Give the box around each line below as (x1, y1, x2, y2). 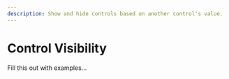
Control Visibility (7, 40, 107, 56)
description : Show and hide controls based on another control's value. (7, 10, 223, 17)
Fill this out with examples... (7, 64, 87, 72)
